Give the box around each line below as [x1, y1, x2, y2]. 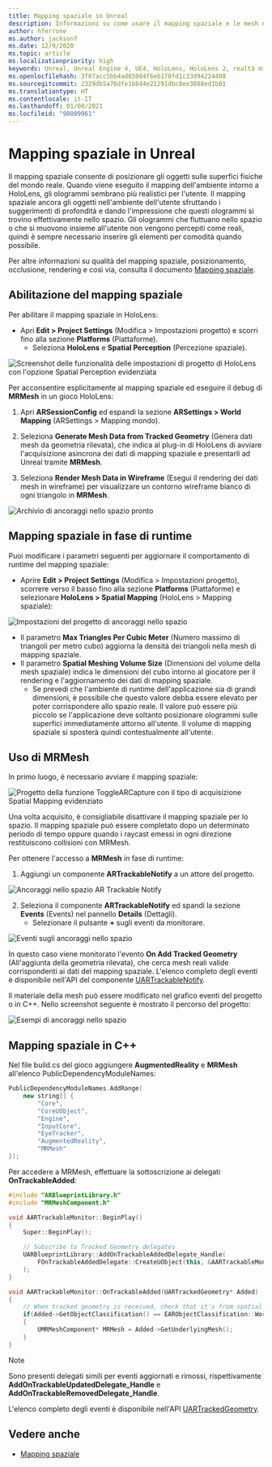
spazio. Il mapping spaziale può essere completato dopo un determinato [8, 820, 249, 831]
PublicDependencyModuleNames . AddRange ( [8, 1084, 143, 1093]
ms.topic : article [8, 49, 70, 58]
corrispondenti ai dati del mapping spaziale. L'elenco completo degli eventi [8, 966, 258, 977]
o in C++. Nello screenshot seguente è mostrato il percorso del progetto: [8, 999, 251, 1009]
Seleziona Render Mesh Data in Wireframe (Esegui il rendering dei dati [19, 473, 258, 482]
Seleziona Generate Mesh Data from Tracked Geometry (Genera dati [19, 431, 253, 441]
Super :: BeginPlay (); [23, 1229, 92, 1237]
